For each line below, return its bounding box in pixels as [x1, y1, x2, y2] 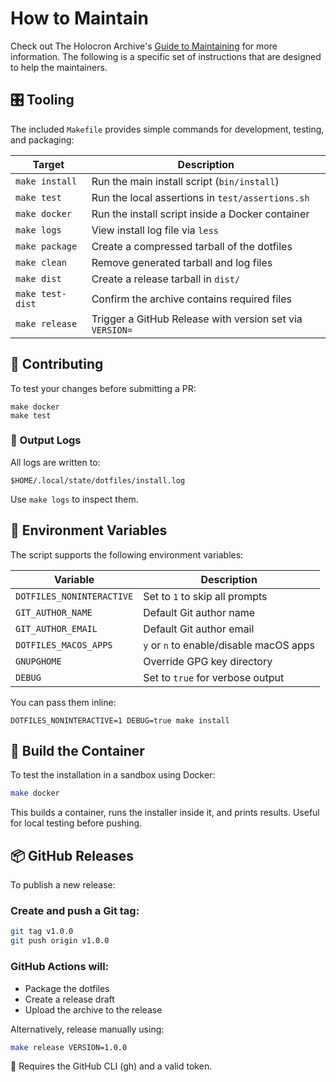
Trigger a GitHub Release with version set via [91, 312, 303, 326]
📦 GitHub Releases [10, 847, 134, 864]
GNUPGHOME [15, 655, 62, 667]
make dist [15, 273, 62, 284]
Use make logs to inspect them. [10, 493, 139, 505]
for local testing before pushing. [10, 817, 143, 829]
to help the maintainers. [10, 61, 108, 73]
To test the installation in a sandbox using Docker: [10, 769, 216, 781]
